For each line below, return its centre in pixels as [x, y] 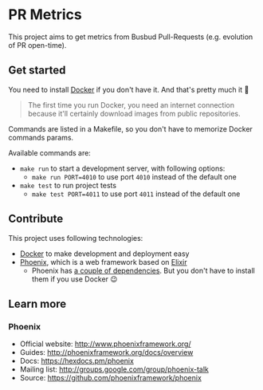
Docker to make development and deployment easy [104, 254]
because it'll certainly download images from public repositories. [134, 113]
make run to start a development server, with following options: [122, 168]
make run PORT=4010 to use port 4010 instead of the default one [134, 176]
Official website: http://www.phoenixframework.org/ [105, 344]
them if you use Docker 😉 [75, 279]
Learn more [37, 303]
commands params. [41, 137]
